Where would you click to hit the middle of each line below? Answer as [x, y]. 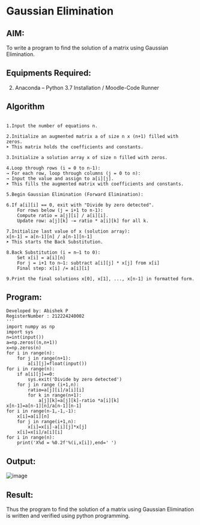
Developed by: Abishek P [37, 311]
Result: [20, 495]
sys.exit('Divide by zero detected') [75, 380]
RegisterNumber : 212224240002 [45, 316]
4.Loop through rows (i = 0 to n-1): [53, 168]
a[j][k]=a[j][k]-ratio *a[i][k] [79, 401]
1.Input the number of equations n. [52, 126]
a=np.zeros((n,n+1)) [32, 343]
